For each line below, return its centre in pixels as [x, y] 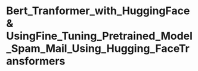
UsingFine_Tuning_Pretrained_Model [99, 36]
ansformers [36, 61]
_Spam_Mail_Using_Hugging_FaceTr [98, 49]
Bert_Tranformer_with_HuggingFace [98, 11]
